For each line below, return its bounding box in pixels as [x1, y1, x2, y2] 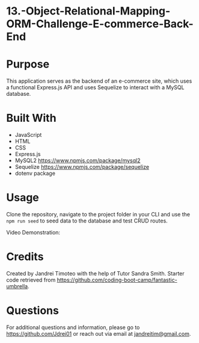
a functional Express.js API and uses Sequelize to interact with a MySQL [6, 84, 185, 91]
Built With [6, 112, 57, 125]
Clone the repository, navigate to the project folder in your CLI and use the [6, 211, 191, 218]
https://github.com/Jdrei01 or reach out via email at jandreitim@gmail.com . [6, 330, 191, 337]
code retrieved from [6, 276, 56, 283]
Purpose [6, 57, 50, 71]
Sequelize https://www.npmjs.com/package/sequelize [14, 163, 149, 171]
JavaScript [14, 131, 42, 139]
